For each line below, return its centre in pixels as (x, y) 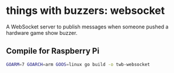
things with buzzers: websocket (86, 11)
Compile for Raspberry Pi (53, 51)
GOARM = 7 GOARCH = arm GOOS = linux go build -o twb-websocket (78, 64)
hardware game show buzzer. (42, 32)
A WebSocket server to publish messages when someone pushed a (87, 27)
